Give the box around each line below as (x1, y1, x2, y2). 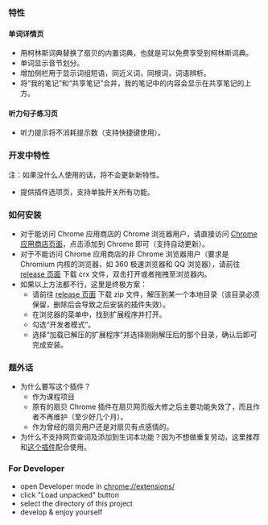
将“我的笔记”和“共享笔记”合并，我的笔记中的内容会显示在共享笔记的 (19, 78, 245, 88)
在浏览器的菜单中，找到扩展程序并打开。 (31, 309, 167, 319)
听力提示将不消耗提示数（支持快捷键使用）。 (19, 127, 165, 138)
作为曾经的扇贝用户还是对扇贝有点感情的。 (31, 422, 174, 432)
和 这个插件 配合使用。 (19, 442, 91, 452)
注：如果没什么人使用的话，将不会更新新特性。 (8, 169, 163, 179)
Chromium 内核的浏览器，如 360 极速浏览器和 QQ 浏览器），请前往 (19, 259, 241, 269)
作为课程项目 (31, 392, 75, 402)
